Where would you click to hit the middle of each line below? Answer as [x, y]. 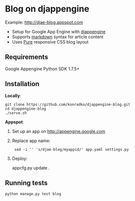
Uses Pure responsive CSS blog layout [50, 42]
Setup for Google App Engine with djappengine [59, 31]
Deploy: [20, 158]
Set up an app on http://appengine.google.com [59, 131]
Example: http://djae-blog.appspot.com [44, 22]
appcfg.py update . [31, 168]
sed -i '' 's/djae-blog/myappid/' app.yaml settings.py [72, 149]
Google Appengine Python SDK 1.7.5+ [42, 69]
